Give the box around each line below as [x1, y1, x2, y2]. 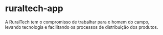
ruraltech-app [5, 3, 64, 14]
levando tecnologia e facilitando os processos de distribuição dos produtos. [5, 24, 158, 30]
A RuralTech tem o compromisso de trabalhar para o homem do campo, [5, 19, 150, 25]
